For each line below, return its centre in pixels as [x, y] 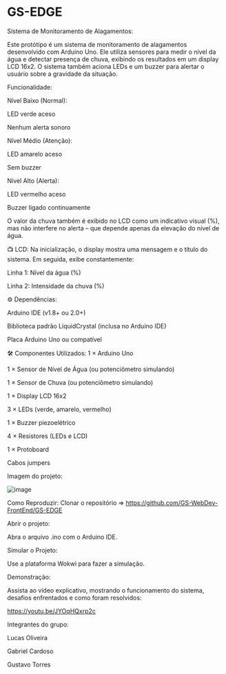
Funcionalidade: [30, 87]
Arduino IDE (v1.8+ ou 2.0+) [47, 313]
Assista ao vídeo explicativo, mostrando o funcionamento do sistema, [106, 590]
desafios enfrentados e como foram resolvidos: [74, 597]
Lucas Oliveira [28, 637]
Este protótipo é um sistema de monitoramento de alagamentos [97, 44]
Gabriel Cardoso [30, 651]
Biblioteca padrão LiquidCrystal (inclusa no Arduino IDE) [87, 326]
